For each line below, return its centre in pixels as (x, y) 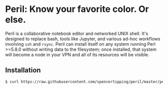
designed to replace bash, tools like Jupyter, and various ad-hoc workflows (83, 39)
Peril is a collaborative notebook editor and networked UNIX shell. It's (77, 33)
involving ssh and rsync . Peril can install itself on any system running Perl (80, 44)
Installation (23, 70)
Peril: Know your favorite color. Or (77, 9)
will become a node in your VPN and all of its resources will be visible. (77, 54)
